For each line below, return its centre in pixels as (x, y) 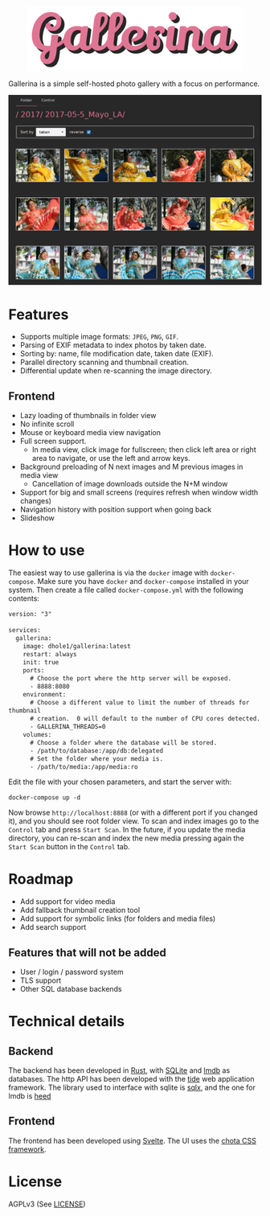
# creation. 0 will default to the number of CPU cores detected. (145, 719)
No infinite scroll (47, 424)
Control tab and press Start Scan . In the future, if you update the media (127, 830)
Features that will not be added (87, 953)
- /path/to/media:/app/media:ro (84, 767)
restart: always (50, 655)
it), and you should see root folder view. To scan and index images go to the (134, 821)
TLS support (41, 980)
